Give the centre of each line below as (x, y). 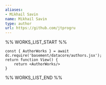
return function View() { (31, 60)
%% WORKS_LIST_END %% (34, 78)
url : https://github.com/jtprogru (40, 28)
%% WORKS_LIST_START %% (36, 42)
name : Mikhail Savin (26, 19)
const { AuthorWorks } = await (37, 51)
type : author (18, 23)
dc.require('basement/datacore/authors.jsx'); (53, 56)
